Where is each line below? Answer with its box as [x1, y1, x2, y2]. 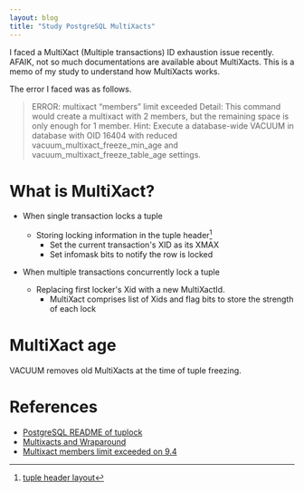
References [9, 397, 98, 418]
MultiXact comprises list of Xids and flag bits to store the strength [49, 294, 294, 304]
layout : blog [9, 13, 59, 23]
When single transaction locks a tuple [22, 210, 163, 222]
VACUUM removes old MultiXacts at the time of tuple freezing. [9, 365, 242, 376]
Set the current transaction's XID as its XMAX [49, 239, 220, 250]
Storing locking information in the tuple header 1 [35, 228, 213, 241]
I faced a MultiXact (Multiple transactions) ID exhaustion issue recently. [9, 46, 274, 57]
